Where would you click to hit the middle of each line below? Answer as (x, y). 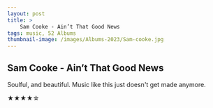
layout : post (26, 14)
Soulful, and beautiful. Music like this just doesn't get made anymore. (106, 84)
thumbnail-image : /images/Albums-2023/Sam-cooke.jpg (86, 40)
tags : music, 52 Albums (42, 33)
